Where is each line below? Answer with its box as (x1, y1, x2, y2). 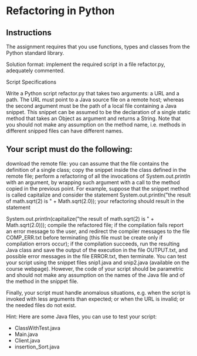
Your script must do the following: (6, 144, 133, 154)
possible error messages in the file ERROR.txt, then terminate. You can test (6, 252, 186, 259)
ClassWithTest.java (14, 324, 60, 331)
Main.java (14, 331, 38, 338)
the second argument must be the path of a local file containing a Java (6, 102, 177, 109)
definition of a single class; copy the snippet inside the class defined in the (6, 166, 186, 173)
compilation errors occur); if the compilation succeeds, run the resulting (6, 240, 180, 247)
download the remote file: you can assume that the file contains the (6, 160, 169, 167)
